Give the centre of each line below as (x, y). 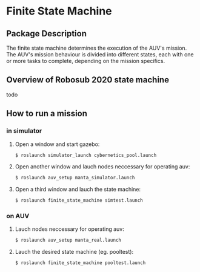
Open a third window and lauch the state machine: (78, 190)
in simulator (24, 131)
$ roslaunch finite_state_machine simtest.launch (79, 201)
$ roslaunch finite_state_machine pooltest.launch (80, 263)
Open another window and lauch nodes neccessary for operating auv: (102, 167)
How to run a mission (47, 114)
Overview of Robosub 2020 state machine (88, 80)
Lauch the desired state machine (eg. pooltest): (74, 252)
